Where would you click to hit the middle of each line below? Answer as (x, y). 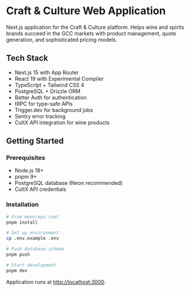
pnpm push (18, 254)
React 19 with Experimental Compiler (59, 78)
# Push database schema (35, 249)
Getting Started (35, 141)
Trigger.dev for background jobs (54, 110)
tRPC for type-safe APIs (44, 104)
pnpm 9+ (26, 177)
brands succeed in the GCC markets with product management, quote (91, 33)
